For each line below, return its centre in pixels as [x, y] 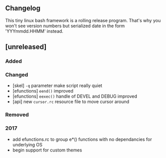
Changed [17, 75]
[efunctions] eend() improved [43, 91]
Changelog [23, 8]
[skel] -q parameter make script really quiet [57, 86]
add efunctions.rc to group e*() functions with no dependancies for [82, 139]
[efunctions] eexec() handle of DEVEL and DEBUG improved [75, 96]
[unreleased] [26, 47]
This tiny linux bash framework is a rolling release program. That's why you [83, 20]
